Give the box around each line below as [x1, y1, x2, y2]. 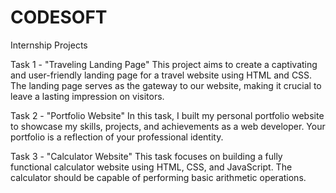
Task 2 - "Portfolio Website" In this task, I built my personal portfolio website [10, 109, 325, 121]
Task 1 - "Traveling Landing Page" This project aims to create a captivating [10, 58, 318, 70]
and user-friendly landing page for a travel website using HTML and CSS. [10, 69, 313, 81]
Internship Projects [10, 39, 88, 51]
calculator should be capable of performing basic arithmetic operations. [10, 171, 307, 183]
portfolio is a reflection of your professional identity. [10, 131, 224, 143]
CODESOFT [10, 6, 108, 29]
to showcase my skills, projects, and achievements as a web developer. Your [10, 120, 326, 132]
